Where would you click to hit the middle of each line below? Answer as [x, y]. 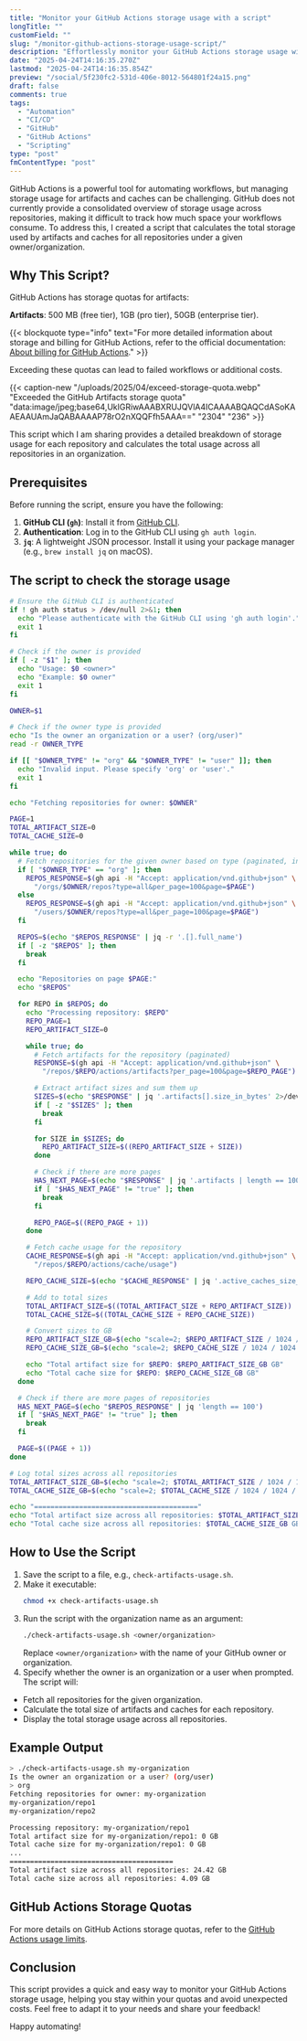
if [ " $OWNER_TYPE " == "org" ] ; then [90, 869]
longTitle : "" [37, 27]
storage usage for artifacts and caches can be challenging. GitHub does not [152, 198]
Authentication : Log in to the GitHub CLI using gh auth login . [140, 532]
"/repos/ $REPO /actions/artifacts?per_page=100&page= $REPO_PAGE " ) [169, 1072]
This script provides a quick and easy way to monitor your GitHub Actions [148, 1990]
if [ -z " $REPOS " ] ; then [67, 946]
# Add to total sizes [67, 1297]
